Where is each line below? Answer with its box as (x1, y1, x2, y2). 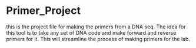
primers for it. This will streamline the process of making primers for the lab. (6, 35, 190, 42)
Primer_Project (6, 4, 81, 17)
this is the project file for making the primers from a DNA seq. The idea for (6, 23, 186, 30)
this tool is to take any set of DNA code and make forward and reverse (6, 29, 177, 36)
